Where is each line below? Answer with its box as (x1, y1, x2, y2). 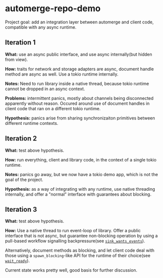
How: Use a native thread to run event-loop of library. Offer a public (5, 228, 141, 234)
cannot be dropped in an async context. (5, 86, 85, 92)
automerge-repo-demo (5, 3, 101, 14)
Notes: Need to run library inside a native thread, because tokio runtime (5, 80, 149, 86)
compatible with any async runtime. (5, 24, 77, 30)
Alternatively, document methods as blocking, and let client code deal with (5, 247, 155, 254)
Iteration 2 (5, 135, 37, 143)
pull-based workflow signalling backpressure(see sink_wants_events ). (5, 238, 145, 244)
